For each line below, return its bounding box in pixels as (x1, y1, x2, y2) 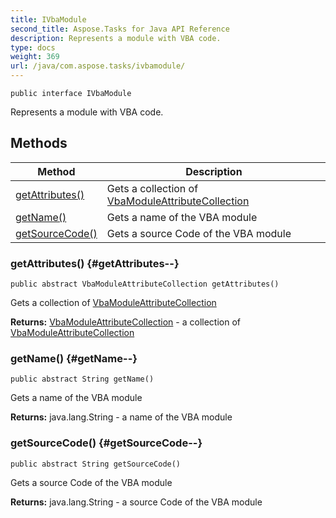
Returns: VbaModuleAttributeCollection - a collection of (10, 316, 241, 328)
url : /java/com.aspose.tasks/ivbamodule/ (10, 61, 186, 71)
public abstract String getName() (10, 374, 155, 385)
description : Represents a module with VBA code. (10, 33, 222, 43)
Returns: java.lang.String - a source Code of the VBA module (10, 496, 263, 508)
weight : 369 (10, 52, 60, 62)
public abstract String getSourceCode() (10, 459, 182, 469)
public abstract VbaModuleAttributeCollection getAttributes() (10, 279, 280, 290)
